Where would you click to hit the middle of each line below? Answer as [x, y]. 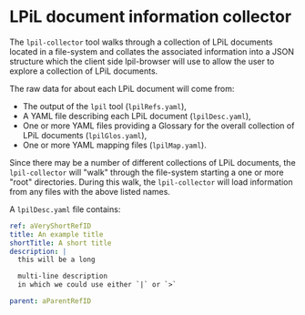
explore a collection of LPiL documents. [84, 71]
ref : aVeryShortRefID [51, 226]
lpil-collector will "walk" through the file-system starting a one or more [147, 172]
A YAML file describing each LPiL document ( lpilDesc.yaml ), [137, 116]
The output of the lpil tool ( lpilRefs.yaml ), [104, 106]
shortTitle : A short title [61, 243]
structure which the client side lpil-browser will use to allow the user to [142, 61]
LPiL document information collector [151, 17]
